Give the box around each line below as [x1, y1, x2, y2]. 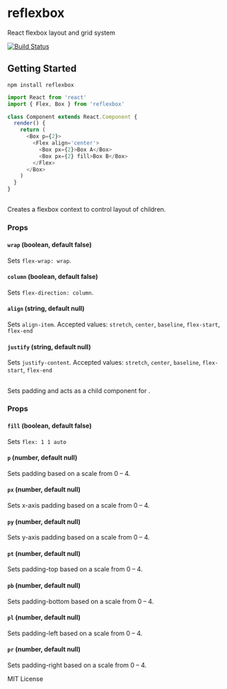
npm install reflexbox [7, 81, 74, 89]
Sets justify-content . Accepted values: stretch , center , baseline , [7, 358, 202, 367]
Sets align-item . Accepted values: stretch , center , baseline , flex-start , [7, 320, 221, 329]
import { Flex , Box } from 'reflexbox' [7, 101, 125, 108]
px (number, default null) [7, 485, 81, 494]
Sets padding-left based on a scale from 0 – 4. [7, 629, 143, 637]
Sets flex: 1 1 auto [7, 437, 67, 445]
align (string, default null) [7, 304, 85, 313]
